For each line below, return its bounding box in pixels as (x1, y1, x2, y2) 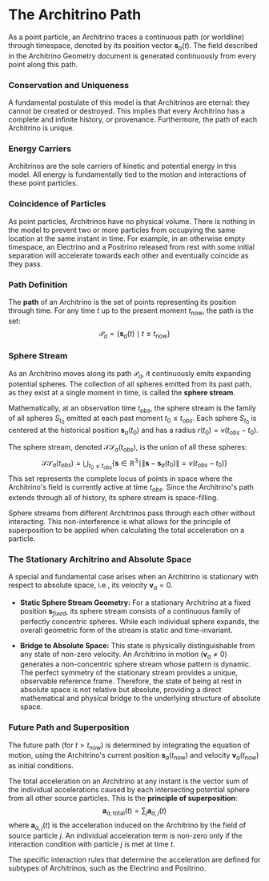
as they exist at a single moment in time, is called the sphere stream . (8, 387, 236, 397)
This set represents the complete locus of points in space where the (8, 474, 233, 483)
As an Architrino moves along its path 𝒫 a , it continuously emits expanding (8, 368, 251, 380)
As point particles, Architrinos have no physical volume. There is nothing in (8, 216, 255, 226)
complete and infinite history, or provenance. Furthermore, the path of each (8, 114, 258, 125)
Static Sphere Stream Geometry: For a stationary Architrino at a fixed (19, 598, 251, 607)
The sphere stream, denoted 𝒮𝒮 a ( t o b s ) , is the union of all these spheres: (8, 443, 247, 454)
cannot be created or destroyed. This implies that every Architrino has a (8, 106, 246, 116)
